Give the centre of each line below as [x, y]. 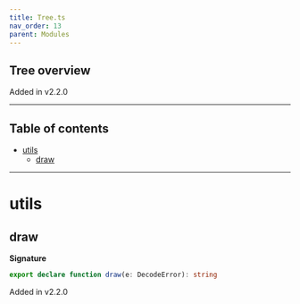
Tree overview [50, 70]
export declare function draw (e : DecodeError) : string [113, 274]
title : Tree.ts [37, 17]
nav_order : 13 [36, 26]
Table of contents [59, 128]
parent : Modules [39, 34]
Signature [28, 258]
